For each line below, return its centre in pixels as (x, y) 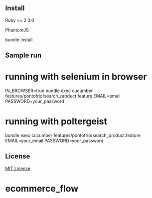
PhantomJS (17, 30)
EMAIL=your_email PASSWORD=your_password (54, 141)
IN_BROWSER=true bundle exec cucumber (49, 91)
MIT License (18, 168)
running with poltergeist (56, 121)
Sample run (23, 55)
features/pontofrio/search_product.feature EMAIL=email (63, 96)
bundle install (19, 39)
